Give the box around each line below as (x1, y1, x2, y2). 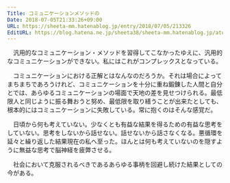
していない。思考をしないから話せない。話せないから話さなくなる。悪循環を (7, 129, 223, 137)
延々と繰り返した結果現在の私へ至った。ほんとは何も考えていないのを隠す (7, 137, 217, 145)
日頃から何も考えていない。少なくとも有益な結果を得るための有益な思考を (12, 120, 223, 128)
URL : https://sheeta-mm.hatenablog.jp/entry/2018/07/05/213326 (7, 23, 192, 29)
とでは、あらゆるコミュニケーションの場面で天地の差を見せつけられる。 (7, 89, 211, 97)
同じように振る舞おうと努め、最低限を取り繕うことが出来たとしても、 (25, 97, 222, 106)
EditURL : (7, 29, 32, 36)
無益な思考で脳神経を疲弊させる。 (18, 146, 115, 154)
